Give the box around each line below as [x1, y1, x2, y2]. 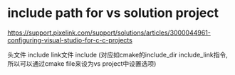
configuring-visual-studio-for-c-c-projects [7, 35, 133, 44]
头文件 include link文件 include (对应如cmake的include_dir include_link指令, [7, 50, 228, 59]
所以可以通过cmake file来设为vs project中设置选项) [7, 59, 157, 68]
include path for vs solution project [7, 5, 219, 21]
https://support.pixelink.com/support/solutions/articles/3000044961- [7, 28, 211, 37]
